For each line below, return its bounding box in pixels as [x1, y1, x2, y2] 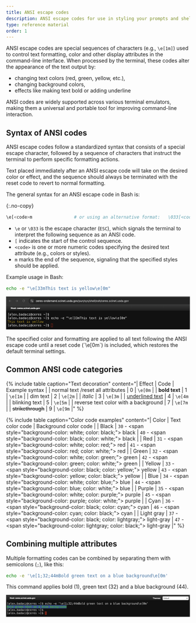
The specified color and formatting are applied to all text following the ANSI [6, 335, 187, 342]
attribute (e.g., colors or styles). [14, 249, 91, 257]
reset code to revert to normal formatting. [6, 180, 106, 187]
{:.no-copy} [6, 202, 34, 209]
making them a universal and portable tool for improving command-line [6, 105, 177, 112]
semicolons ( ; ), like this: [6, 560, 64, 567]
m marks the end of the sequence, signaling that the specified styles [14, 256, 178, 263]
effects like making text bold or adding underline [14, 87, 131, 94]
